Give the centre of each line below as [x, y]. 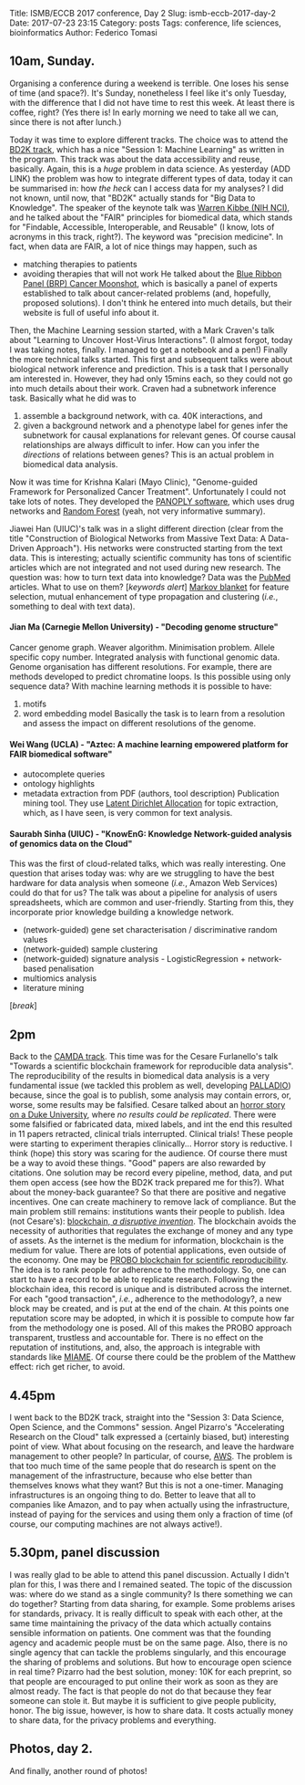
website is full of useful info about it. [91, 312]
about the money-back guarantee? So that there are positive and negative [148, 1192]
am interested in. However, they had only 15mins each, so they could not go [151, 379]
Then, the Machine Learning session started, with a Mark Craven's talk [142, 330]
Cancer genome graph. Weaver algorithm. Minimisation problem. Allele [142, 648]
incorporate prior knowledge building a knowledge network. [122, 913]
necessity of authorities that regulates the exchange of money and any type [152, 1231]
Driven [22, 548]
